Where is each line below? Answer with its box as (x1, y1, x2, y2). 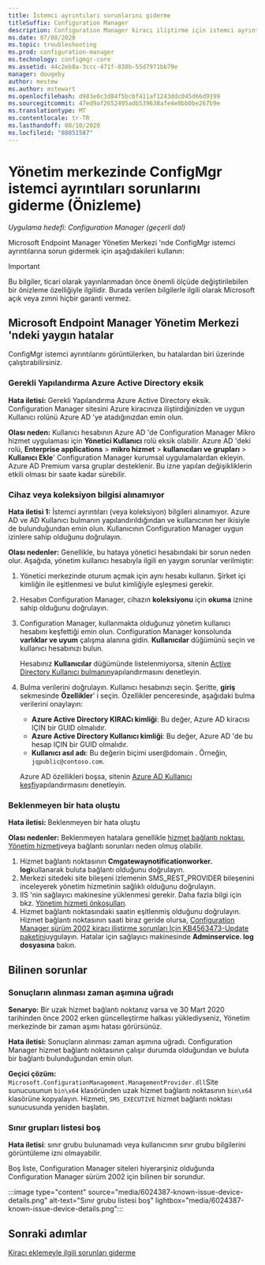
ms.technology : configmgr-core (8, 56, 111, 64)
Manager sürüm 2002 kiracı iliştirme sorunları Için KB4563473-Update (19, 924, 249, 933)
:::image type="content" (8, 1188, 87, 1197)
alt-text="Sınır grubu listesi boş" (49, 1196, 154, 1205)
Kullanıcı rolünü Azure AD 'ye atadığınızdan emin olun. (8, 412, 184, 422)
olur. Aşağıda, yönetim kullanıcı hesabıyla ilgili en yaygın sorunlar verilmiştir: (8, 555, 255, 565)
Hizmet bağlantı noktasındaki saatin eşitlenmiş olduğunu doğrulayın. (19, 907, 241, 916)
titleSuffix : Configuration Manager (8, 19, 129, 27)
